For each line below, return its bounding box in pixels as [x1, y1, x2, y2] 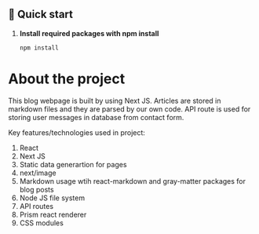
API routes [19, 201, 53, 210]
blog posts [19, 185, 54, 194]
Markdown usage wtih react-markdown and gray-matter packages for [19, 176, 246, 185]
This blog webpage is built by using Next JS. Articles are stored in [8, 96, 221, 105]
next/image [19, 168, 57, 177]
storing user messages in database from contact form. [8, 112, 184, 122]
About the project [8, 70, 126, 87]
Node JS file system [19, 193, 85, 203]
